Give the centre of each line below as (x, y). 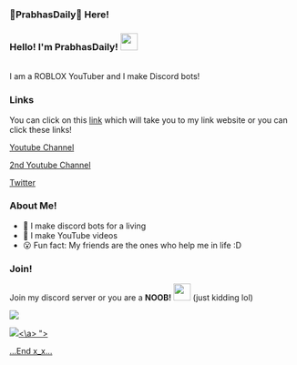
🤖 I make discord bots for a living (84, 226)
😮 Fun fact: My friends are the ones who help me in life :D (132, 245)
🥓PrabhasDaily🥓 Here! (59, 15)
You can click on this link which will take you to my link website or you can (149, 120)
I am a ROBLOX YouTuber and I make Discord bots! (105, 76)
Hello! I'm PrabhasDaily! (64, 46)
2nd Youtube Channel (50, 165)
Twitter (23, 182)
